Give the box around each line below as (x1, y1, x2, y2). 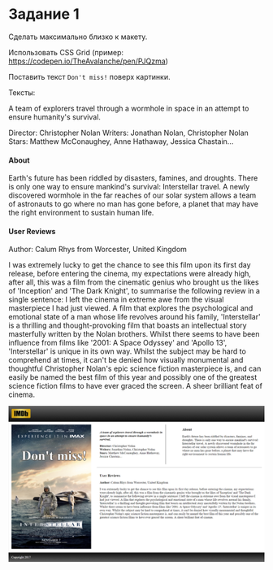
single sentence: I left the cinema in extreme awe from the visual (8, 294, 224, 305)
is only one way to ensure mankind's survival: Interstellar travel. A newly (8, 182, 250, 192)
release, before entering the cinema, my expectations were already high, (8, 269, 252, 279)
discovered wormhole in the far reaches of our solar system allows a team (8, 190, 257, 200)
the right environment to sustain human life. (8, 208, 154, 218)
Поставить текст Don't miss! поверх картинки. (8, 72, 171, 81)
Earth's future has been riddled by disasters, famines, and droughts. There (8, 173, 258, 183)
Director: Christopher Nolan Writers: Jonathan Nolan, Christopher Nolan (8, 128, 249, 137)
